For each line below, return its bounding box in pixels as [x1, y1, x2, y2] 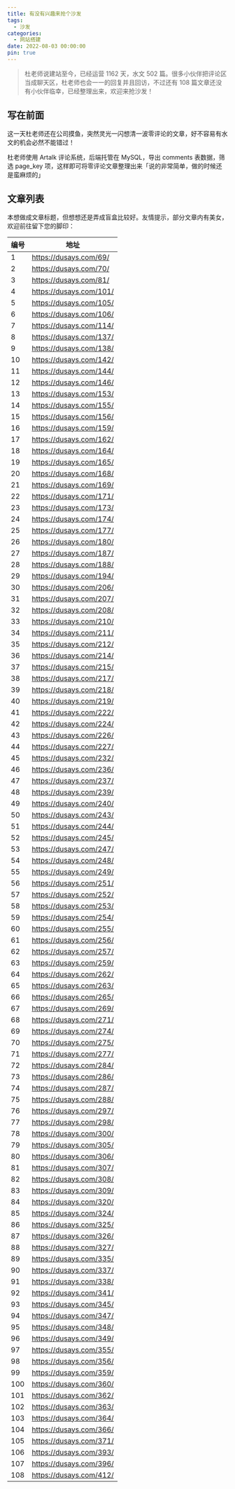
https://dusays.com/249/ [31, 866, 114, 876]
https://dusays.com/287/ [31, 1083, 114, 1093]
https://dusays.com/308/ [31, 1174, 114, 1184]
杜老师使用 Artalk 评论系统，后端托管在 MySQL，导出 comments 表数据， [7, 153, 219, 161]
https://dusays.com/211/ [31, 628, 114, 637]
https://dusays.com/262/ [31, 969, 114, 979]
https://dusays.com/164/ [31, 445, 114, 455]
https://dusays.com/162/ [31, 434, 114, 444]
